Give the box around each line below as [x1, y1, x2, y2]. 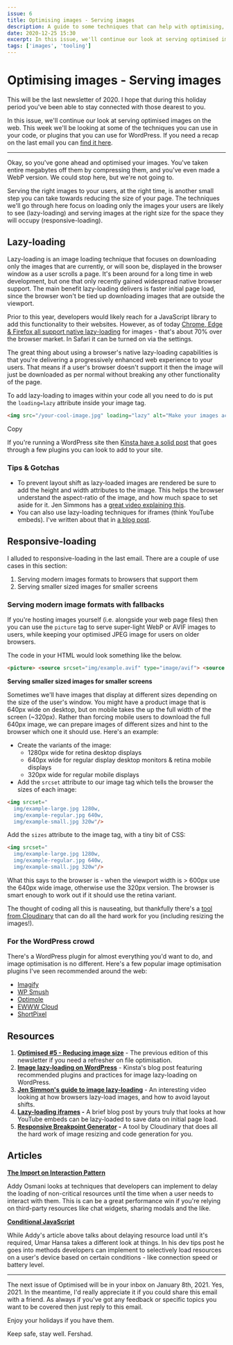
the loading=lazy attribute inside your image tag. [7, 398, 146, 407]
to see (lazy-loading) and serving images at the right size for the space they [7, 209, 224, 217]
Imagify [17, 981, 40, 989]
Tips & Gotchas [7, 463, 60, 473]
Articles [7, 1150, 43, 1161]
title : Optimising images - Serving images [7, 17, 135, 24]
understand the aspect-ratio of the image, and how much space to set [17, 493, 218, 501]
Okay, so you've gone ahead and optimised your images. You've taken [7, 158, 209, 167]
